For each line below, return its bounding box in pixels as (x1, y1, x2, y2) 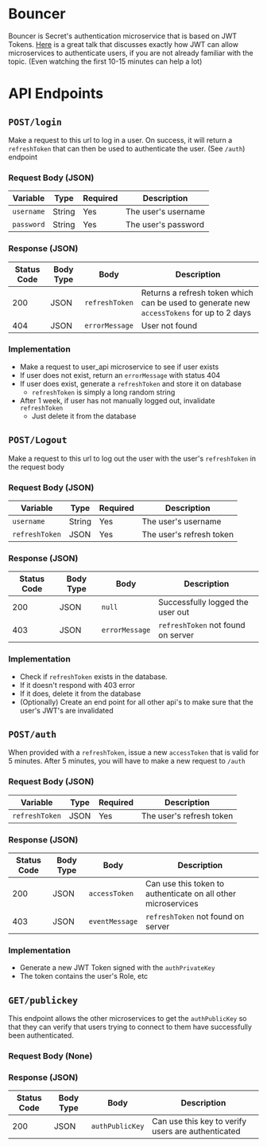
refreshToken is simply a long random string (31, 387, 176, 397)
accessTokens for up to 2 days (141, 307, 252, 318)
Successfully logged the (158, 597, 249, 608)
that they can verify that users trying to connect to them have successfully (8, 1022, 253, 1032)
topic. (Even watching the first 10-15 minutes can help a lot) (8, 57, 203, 66)
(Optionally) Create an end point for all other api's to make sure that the (19, 697, 253, 706)
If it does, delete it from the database (19, 689, 141, 698)
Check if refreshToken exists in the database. (19, 671, 168, 682)
